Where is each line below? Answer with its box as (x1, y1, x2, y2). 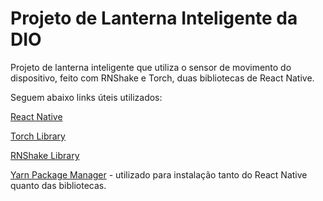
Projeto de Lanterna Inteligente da (10, 7, 298, 30)
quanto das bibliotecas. (10, 179, 107, 191)
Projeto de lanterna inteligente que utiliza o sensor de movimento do (10, 61, 292, 73)
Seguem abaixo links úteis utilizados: (10, 91, 163, 103)
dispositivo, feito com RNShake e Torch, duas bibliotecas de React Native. (10, 72, 315, 84)
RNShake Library (10, 149, 80, 161)
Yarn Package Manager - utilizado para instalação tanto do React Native (10, 168, 308, 181)
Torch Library (10, 130, 66, 142)
